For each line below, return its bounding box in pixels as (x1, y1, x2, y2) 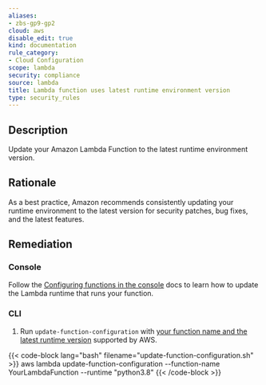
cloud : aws (8, 26, 45, 34)
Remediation (8, 238, 73, 251)
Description (8, 123, 68, 137)
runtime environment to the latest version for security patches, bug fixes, (8, 206, 248, 215)
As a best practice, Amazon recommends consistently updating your (8, 197, 234, 207)
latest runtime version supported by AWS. (19, 335, 157, 344)
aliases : (8, 11, 38, 20)
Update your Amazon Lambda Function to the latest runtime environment (8, 145, 248, 154)
